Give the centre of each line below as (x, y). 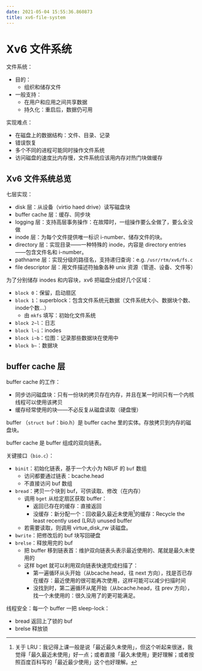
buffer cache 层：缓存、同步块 (53, 215)
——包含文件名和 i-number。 (51, 252)
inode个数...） (32, 308)
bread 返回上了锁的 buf (44, 621)
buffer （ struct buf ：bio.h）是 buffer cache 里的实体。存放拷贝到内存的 (96, 422)
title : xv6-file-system (36, 17)
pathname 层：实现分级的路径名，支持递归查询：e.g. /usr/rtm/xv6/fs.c (104, 260)
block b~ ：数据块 (36, 345)
